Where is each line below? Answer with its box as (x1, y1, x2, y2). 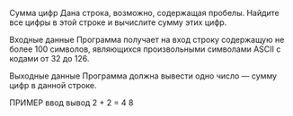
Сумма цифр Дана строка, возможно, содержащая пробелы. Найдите (9, 8, 280, 18)
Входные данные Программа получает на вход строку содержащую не (9, 35, 285, 45)
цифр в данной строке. (9, 80, 97, 90)
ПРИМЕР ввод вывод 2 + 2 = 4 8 (9, 97, 134, 108)
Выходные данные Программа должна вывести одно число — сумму (9, 70, 277, 81)
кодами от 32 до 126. (9, 54, 90, 63)
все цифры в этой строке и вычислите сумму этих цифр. (9, 17, 227, 28)
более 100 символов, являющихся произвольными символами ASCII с (9, 44, 281, 54)
